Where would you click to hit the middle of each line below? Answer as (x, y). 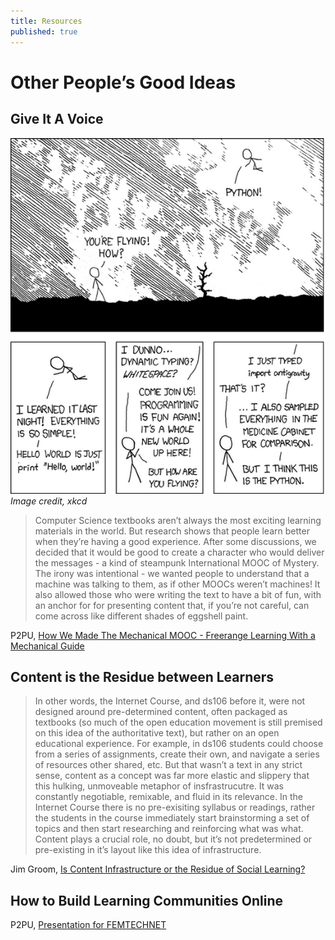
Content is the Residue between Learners (142, 676)
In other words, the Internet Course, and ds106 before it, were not (170, 701)
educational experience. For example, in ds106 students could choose (179, 744)
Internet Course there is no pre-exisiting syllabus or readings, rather (175, 807)
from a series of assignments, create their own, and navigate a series (177, 754)
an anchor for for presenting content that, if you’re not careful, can (172, 605)
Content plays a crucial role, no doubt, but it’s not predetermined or (173, 839)
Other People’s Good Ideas (123, 82)
